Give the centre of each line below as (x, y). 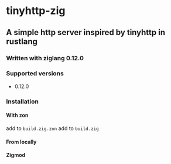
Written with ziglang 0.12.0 (45, 58)
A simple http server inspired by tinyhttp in (86, 32)
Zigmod (16, 155)
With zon (17, 116)
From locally (21, 142)
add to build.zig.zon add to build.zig (52, 128)
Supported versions (35, 74)
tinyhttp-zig (36, 11)
